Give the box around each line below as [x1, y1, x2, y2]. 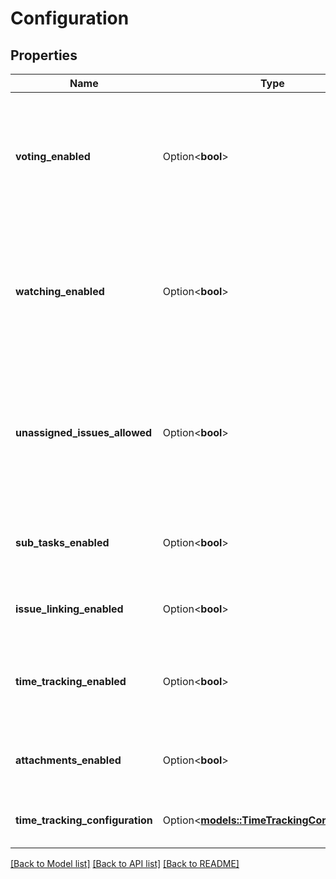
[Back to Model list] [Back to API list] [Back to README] [10, 858, 240, 869]
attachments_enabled [15, 753, 122, 767]
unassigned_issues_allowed [15, 426, 153, 439]
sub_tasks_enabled [15, 536, 110, 549]
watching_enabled [15, 285, 105, 298]
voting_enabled [15, 150, 91, 163]
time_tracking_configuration [15, 813, 153, 827]
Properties [10, 47, 78, 64]
